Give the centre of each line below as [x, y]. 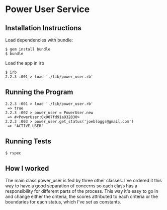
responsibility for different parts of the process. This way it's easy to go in [82, 191]
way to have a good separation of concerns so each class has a [71, 186]
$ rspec [13, 153]
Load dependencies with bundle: [39, 40]
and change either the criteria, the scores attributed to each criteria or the [82, 197]
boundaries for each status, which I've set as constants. [63, 202]
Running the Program [39, 92]
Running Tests [28, 142]
